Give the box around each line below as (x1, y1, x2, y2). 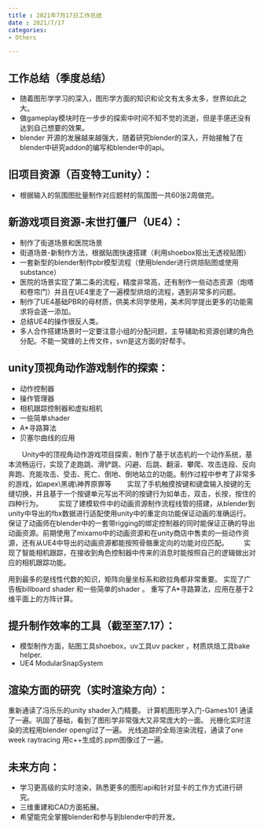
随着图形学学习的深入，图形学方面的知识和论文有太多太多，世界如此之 (19, 94, 247, 103)
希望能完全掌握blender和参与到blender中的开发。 (19, 812, 180, 821)
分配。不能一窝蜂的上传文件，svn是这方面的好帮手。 (19, 336, 190, 346)
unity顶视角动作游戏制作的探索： (8, 361, 169, 375)
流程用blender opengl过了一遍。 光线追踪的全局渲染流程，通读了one (21, 725, 244, 735)
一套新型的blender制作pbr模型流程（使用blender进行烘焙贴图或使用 (19, 257, 240, 267)
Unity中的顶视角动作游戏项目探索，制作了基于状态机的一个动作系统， (22, 449, 246, 459)
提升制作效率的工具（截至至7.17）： (8, 618, 176, 633)
